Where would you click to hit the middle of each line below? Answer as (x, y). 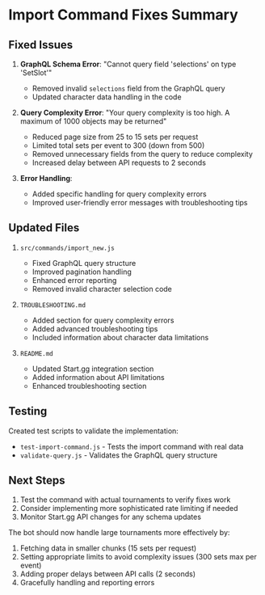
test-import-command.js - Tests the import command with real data (132, 446)
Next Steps (37, 481)
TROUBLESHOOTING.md (53, 305)
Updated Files (44, 228)
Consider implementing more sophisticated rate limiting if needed (129, 508)
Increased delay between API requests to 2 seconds (119, 162)
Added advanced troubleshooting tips (95, 328)
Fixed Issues (41, 45)
